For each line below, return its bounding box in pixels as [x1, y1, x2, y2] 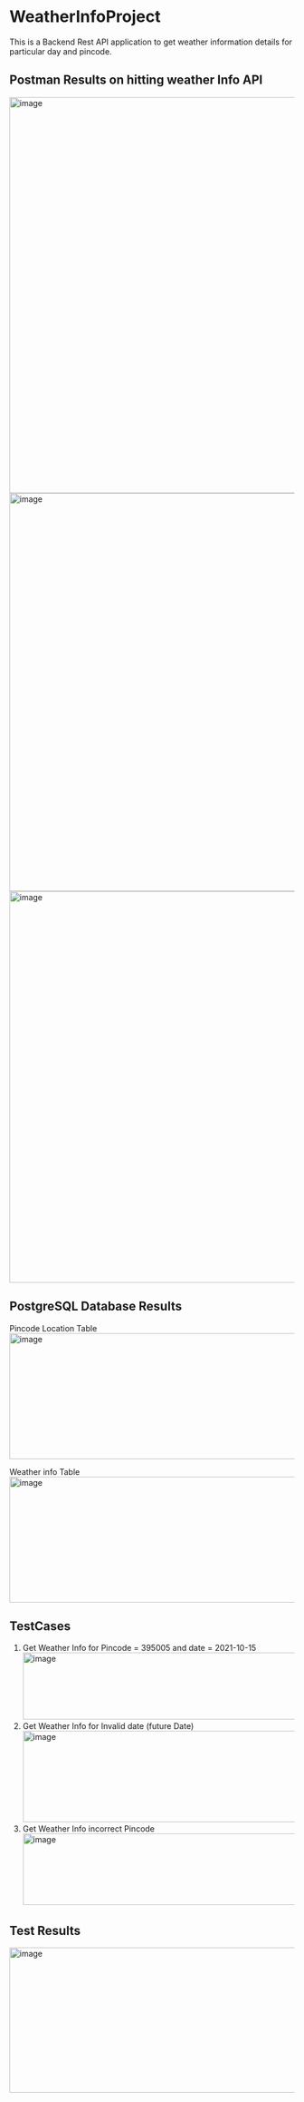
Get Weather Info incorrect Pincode [22, 1823, 156, 1834]
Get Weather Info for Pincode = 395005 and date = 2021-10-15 [22, 1643, 257, 1654]
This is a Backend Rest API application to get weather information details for [9, 36, 292, 47]
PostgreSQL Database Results [9, 1299, 183, 1314]
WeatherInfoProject [9, 6, 161, 27]
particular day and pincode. [9, 45, 112, 56]
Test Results [9, 1922, 81, 1939]
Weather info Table [9, 1466, 81, 1477]
